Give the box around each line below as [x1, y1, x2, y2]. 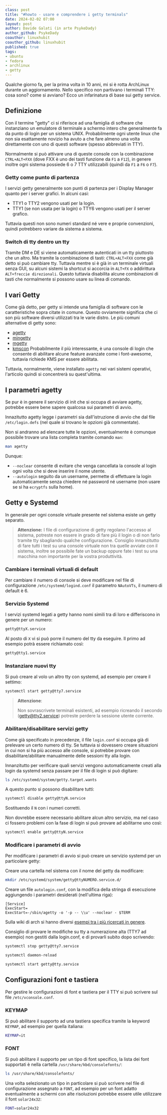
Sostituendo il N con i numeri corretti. [5, 805, 81, 811]
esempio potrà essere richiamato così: [5, 641, 84, 647]
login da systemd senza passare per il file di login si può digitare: [5, 767, 139, 773]
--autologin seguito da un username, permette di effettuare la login [12, 473, 152, 479]
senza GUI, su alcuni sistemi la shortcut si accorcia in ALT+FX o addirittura [5, 265, 156, 271]
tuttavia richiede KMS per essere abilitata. [12, 356, 99, 362]
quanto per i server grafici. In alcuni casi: [5, 190, 89, 196]
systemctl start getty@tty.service [5, 962, 79, 967]
